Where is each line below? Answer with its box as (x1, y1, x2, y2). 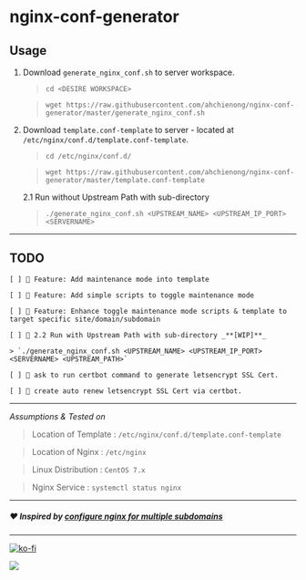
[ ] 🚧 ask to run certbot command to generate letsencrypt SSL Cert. (9, 370, 280, 379)
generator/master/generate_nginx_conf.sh (45, 109, 205, 118)
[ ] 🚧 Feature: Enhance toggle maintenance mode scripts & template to (9, 306, 287, 316)
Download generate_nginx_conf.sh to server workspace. (22, 67, 235, 78)
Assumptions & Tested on (9, 410, 107, 421)
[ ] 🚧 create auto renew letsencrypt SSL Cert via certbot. (9, 386, 243, 396)
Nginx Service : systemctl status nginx (31, 482, 182, 492)
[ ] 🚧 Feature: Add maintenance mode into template (9, 274, 209, 284)
